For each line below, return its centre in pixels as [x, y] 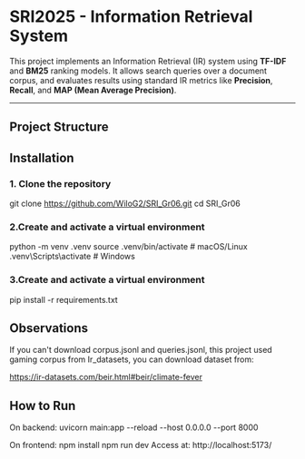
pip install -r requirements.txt [64, 299]
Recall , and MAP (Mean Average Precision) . [93, 90]
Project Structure [59, 127]
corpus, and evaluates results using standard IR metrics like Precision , [141, 80]
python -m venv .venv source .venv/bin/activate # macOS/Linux [128, 247]
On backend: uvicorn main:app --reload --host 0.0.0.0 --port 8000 [134, 427]
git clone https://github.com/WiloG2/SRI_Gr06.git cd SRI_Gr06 [125, 204]
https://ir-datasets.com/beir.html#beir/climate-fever [106, 377]
